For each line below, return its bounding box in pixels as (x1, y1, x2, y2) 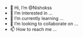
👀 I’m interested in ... (10, 10, 53, 16)
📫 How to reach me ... (10, 26, 57, 32)
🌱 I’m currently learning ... (10, 15, 64, 21)
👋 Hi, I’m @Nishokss (10, 5, 52, 10)
